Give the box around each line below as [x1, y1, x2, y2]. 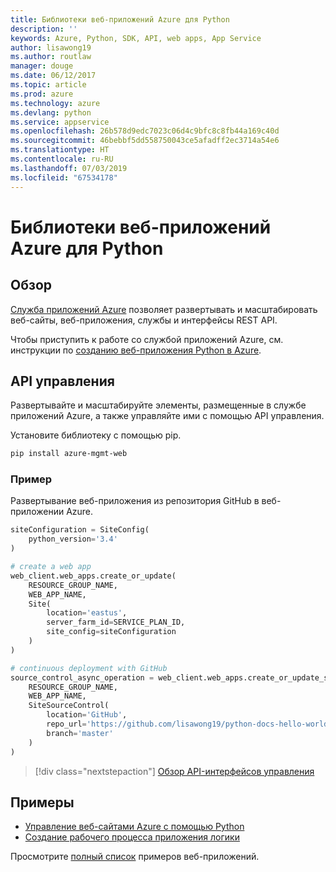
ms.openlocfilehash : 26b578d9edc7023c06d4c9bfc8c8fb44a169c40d [10, 126, 280, 136]
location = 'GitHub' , [46, 710, 128, 720]
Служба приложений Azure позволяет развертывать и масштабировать [10, 303, 318, 315]
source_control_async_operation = [10, 672, 155, 683]
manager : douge [10, 61, 74, 71]
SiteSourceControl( [28, 701, 110, 711]
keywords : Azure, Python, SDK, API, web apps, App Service [10, 33, 262, 43]
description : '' [10, 24, 78, 34]
